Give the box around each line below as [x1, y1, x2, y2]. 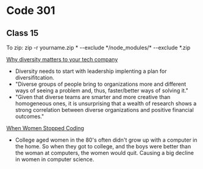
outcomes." [15, 113, 45, 120]
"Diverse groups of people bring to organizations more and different [15, 80, 187, 88]
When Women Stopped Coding [6, 125, 84, 131]
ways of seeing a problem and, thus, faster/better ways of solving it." [15, 87, 189, 94]
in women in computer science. [15, 156, 94, 163]
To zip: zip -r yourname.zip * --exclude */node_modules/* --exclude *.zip [6, 44, 191, 51]
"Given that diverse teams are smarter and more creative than [15, 94, 171, 100]
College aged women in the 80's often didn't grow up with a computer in [15, 136, 198, 143]
